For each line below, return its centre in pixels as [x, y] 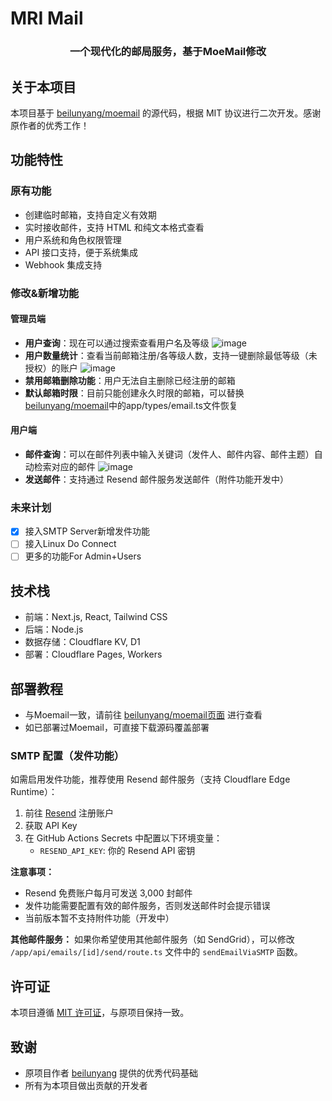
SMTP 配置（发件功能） [67, 755]
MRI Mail [47, 18]
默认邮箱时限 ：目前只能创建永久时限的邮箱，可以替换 [134, 393]
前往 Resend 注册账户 [69, 813]
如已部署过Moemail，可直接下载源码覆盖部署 [117, 728]
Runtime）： [34, 792]
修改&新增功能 [45, 293]
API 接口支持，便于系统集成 [81, 252]
